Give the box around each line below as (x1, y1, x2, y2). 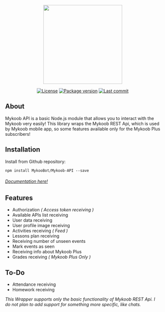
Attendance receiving (12, 281, 56, 287)
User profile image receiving (12, 223, 70, 229)
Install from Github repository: (5, 158, 66, 164)
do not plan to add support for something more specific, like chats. (5, 302, 141, 308)
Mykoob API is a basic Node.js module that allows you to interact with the (5, 115, 154, 121)
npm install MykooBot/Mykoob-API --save (5, 168, 90, 173)
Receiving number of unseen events (12, 238, 86, 244)
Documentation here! (5, 178, 48, 185)
